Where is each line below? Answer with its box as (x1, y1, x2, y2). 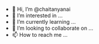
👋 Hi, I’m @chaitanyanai (11, 6, 71, 12)
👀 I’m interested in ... (11, 12, 63, 19)
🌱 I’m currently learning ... (11, 18, 76, 25)
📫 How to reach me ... (11, 32, 68, 38)
